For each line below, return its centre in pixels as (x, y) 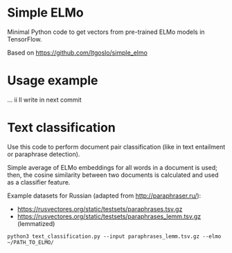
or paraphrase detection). (44, 154)
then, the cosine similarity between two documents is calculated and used (113, 175)
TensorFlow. (25, 39)
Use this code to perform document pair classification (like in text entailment (116, 147)
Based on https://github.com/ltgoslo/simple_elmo (77, 53)
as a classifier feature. (39, 182)
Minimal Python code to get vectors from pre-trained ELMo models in (106, 32)
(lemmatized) (36, 223)
